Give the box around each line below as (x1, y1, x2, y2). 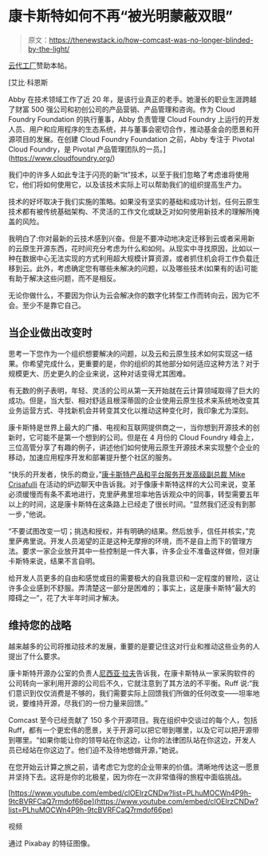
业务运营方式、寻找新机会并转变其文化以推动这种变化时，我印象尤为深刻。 (8, 405, 253, 415)
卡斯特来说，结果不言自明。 (8, 556, 100, 566)
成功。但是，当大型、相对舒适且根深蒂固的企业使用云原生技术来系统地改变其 (8, 396, 260, 405)
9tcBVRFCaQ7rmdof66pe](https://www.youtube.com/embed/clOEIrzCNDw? (8, 796, 259, 806)
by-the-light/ (27, 44, 70, 53)
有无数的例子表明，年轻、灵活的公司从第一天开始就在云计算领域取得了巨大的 (8, 385, 260, 395)
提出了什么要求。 (8, 651, 65, 661)
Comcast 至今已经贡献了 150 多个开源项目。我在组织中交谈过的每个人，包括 (8, 715, 258, 724)
